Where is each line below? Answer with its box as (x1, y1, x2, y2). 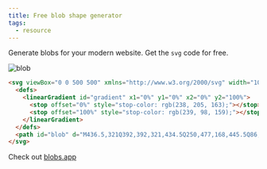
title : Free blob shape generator (8, 11, 123, 20)
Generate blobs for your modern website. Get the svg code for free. (8, 48, 229, 58)
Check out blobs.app (8, 152, 77, 162)
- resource (15, 26, 52, 34)
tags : (8, 19, 26, 27)
